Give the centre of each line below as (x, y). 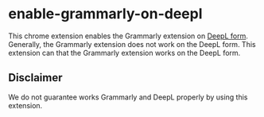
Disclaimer (35, 78)
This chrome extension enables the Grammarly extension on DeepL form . (128, 36)
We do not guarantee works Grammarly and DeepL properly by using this (128, 97)
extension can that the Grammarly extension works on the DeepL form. (124, 53)
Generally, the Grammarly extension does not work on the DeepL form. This (132, 44)
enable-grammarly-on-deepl (105, 14)
